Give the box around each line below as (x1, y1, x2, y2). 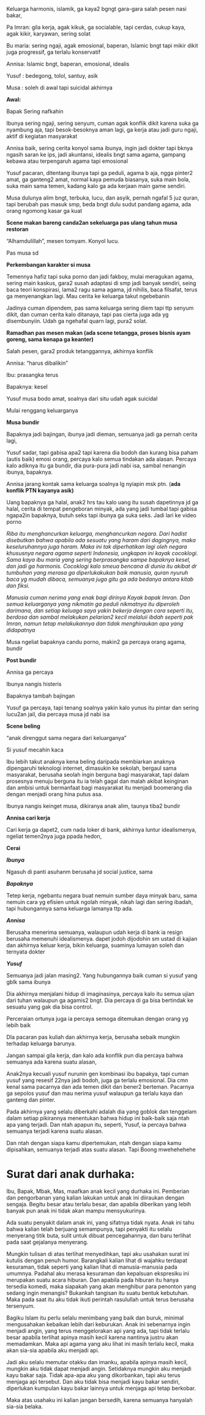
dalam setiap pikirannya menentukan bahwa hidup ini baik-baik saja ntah (6, 1114, 190, 1122)
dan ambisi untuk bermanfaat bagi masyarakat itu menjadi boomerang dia (6, 784, 192, 791)
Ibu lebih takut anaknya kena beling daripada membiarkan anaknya (6, 758, 175, 765)
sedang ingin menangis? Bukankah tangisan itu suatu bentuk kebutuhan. (6, 1289, 189, 1296)
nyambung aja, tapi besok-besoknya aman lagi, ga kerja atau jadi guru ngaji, (6, 126, 198, 133)
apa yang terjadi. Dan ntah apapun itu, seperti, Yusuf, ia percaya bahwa (6, 1121, 187, 1128)
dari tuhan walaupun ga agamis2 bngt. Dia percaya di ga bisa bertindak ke (6, 997, 194, 1004)
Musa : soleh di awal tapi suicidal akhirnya (6, 84, 113, 91)
